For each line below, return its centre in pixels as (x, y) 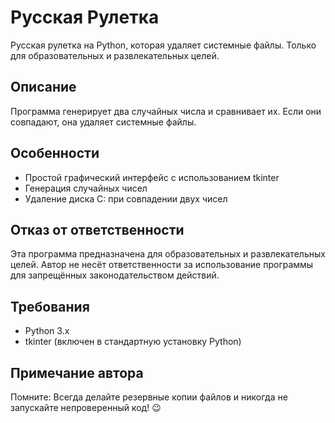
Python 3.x (47, 331)
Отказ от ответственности (97, 229)
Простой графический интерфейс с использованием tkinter (152, 177)
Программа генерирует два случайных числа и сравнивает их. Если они (166, 111)
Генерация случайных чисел (86, 188)
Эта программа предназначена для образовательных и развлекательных (168, 254)
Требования (50, 306)
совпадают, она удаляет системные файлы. (103, 122)
